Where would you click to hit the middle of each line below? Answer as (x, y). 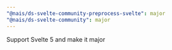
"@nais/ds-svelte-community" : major (58, 20)
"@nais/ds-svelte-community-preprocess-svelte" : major (86, 13)
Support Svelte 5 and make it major (56, 39)
